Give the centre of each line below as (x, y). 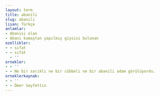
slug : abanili (20, 19)
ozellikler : (18, 43)
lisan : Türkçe (20, 24)
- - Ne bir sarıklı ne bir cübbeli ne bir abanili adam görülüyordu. (81, 72)
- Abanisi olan (21, 34)
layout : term (19, 10)
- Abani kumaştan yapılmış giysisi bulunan (52, 39)
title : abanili (21, 15)
